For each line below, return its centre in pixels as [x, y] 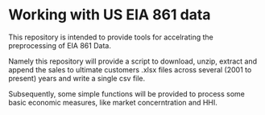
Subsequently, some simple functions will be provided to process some [127, 93]
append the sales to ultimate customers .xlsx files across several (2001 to [130, 69]
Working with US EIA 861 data [110, 15]
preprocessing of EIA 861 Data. [60, 45]
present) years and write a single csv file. [77, 78]
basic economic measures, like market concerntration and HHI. [113, 102]
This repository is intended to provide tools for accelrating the [111, 37]
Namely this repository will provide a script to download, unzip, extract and [133, 61]
